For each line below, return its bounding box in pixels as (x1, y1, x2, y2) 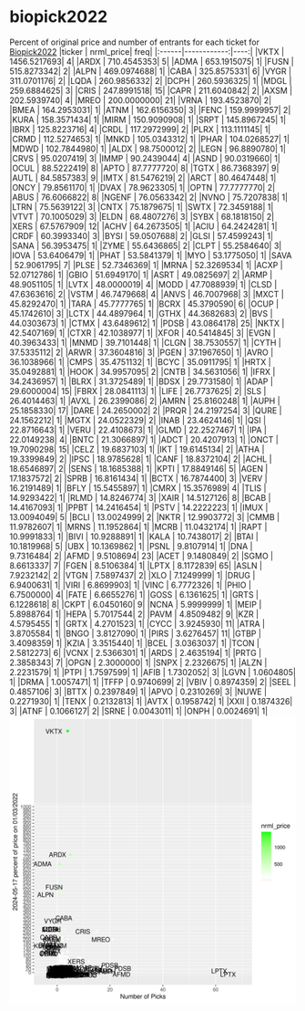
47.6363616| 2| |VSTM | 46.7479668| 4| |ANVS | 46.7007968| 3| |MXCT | (9, 288, 284, 299)
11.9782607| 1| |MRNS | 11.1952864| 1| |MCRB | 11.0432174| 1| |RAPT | (9, 521, 268, 532)
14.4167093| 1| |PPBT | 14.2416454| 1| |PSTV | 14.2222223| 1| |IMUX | (9, 502, 269, 513)
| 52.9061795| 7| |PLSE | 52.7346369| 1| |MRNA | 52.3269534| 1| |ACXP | (9, 259, 284, 270)
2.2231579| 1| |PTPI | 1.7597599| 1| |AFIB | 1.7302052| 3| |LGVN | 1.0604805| (9, 666, 296, 677)
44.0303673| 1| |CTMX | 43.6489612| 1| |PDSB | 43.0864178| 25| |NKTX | (9, 318, 285, 328)
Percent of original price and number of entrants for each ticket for (9, 36, 259, 47)
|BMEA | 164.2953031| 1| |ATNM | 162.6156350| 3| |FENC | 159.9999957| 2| (9, 104, 291, 115)
